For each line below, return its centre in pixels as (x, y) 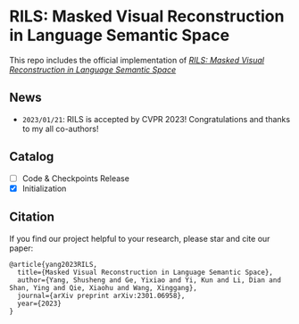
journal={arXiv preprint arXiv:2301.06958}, (101, 295)
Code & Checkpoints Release (75, 178)
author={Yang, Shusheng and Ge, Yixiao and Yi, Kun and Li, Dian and (149, 280)
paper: (21, 248)
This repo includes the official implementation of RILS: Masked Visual (137, 60)
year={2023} (40, 303)
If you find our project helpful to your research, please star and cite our (140, 238)
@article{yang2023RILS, (54, 264)
